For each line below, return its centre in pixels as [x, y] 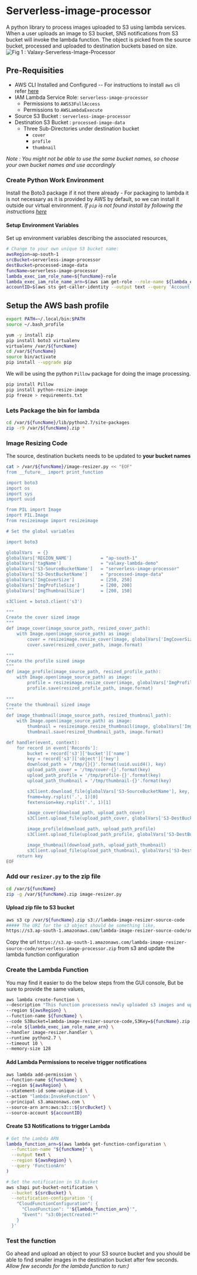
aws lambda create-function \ [43, 1000]
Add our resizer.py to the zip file [53, 876]
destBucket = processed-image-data [47, 265]
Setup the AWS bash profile [58, 305]
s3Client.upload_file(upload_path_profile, [81, 835]
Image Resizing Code [37, 443]
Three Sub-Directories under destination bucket [81, 128]
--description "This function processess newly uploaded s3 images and [95, 1005]
